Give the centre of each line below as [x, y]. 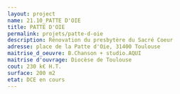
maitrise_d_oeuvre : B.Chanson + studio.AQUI [74, 54]
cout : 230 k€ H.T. [35, 66]
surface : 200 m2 [31, 73]
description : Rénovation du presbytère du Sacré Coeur [90, 40]
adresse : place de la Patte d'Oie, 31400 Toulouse [84, 47]
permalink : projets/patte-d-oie [55, 34]
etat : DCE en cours [36, 80]
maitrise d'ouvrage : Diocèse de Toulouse [70, 60]
